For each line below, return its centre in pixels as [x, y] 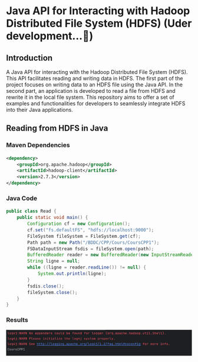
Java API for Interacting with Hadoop [98, 11]
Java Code [22, 198]
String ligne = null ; [54, 261]
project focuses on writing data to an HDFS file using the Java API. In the [94, 85]
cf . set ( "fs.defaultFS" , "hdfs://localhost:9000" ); [91, 230]
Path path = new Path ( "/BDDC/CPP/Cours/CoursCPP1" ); [93, 243]
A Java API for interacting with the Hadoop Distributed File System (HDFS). [97, 72]
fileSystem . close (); [52, 292]
